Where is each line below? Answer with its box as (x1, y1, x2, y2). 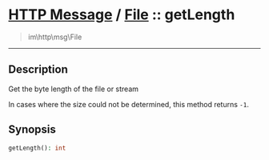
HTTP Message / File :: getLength (8, 6, 235, 24)
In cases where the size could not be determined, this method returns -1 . (8, 99, 250, 109)
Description (8, 62, 68, 77)
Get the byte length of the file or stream (8, 84, 139, 94)
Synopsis (8, 122, 56, 137)
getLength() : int (8, 144, 66, 152)
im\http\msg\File (27, 32, 82, 42)
